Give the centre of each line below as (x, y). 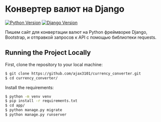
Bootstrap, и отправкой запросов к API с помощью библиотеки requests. (81, 37)
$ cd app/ (15, 106)
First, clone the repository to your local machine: (54, 64)
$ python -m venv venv (28, 97)
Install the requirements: (29, 87)
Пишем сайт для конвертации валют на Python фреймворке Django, (76, 32)
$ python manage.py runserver (36, 115)
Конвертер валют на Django (65, 9)
